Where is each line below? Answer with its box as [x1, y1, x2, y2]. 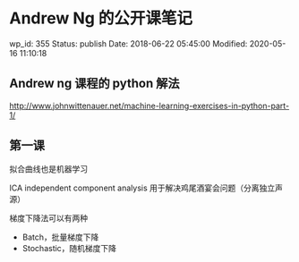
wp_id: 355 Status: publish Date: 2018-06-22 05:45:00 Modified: [9, 38, 248, 49]
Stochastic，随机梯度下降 [21, 242, 117, 253]
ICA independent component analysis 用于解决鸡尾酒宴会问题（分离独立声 [9, 182, 284, 193]
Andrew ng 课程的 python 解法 [9, 76, 180, 91]
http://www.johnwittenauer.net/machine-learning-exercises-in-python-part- [9, 100, 289, 111]
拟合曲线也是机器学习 [9, 163, 88, 174]
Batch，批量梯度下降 [21, 232, 99, 242]
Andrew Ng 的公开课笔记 [9, 8, 193, 29]
